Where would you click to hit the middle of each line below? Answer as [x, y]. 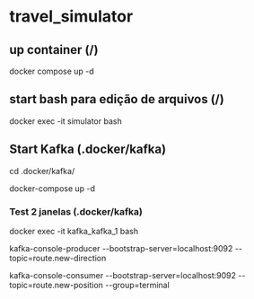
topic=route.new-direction [58, 258]
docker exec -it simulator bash [66, 121]
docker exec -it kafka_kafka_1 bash [74, 231]
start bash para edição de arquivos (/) [117, 99]
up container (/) [54, 50]
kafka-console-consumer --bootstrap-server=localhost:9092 [123, 275]
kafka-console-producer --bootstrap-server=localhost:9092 [121, 248]
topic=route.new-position [56, 285]
